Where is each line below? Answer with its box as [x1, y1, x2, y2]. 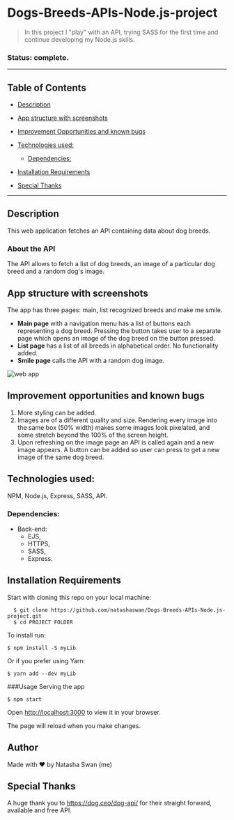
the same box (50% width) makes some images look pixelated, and [17, 423, 210, 431]
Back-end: [17, 525, 47, 533]
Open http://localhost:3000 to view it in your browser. [7, 708, 162, 716]
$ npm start [7, 695, 42, 703]
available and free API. [7, 806, 72, 814]
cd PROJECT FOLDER [19, 619, 73, 626]
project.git [7, 612, 42, 619]
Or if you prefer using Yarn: [7, 656, 86, 665]
